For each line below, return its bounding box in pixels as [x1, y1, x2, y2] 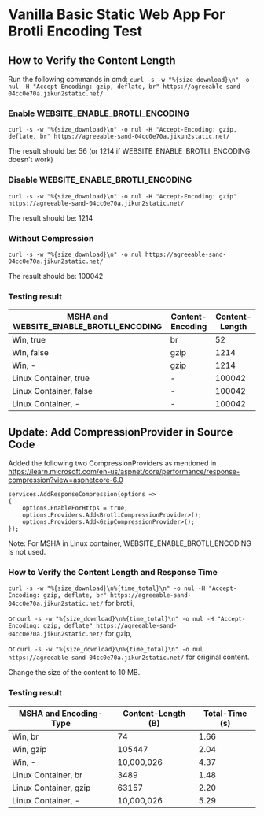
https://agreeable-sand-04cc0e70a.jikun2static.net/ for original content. [8, 652, 250, 662]
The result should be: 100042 [8, 271, 104, 280]
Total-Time [203, 707, 247, 718]
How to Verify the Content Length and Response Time [8, 566, 218, 577]
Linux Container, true [12, 373, 90, 384]
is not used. [8, 547, 46, 556]
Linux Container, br [12, 770, 82, 781]
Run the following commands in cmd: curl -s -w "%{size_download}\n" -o [8, 75, 250, 83]
